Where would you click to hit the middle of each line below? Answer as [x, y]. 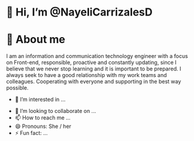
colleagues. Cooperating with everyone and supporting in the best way [94, 82]
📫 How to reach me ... [43, 118]
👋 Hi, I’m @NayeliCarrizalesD [79, 12]
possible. [17, 88]
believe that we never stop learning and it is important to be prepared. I [94, 69]
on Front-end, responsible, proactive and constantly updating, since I [91, 63]
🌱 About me [36, 40]
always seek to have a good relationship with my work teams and [87, 75]
